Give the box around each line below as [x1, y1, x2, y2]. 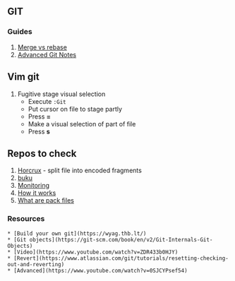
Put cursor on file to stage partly [28, 104, 122, 113]
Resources [7, 214, 45, 224]
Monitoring [17, 181, 49, 190]
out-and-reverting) [7, 261, 65, 268]
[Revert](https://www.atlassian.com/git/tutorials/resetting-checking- [13, 254, 229, 262]
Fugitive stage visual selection [17, 90, 106, 98]
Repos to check [7, 148, 77, 160]
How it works [17, 189, 56, 197]
